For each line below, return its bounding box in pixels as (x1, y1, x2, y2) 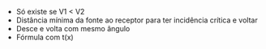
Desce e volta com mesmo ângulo (15, 24, 131, 33)
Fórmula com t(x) (15, 32, 75, 42)
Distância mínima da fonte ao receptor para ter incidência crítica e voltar (15, 15, 258, 25)
